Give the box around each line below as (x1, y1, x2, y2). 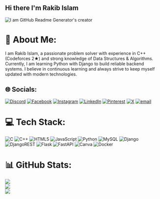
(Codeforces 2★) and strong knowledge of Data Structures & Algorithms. (5, 55, 154, 61)
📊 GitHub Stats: (5, 159, 72, 171)
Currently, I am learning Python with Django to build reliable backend (5, 61, 144, 67)
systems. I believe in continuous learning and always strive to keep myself (5, 66, 155, 72)
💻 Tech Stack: (5, 116, 66, 127)
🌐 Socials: (5, 85, 37, 94)
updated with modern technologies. (5, 71, 78, 77)
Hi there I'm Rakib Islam (5, 4, 79, 12)
